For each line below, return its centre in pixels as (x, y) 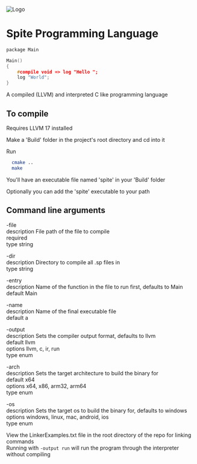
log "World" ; (33, 78)
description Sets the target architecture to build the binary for (82, 373)
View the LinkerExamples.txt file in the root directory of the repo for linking (99, 435)
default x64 (20, 380)
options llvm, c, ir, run (33, 348)
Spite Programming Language (82, 34)
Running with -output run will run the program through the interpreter (93, 448)
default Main (22, 293)
